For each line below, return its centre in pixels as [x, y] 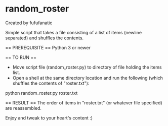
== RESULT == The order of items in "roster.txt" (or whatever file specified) [84, 103]
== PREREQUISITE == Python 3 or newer [48, 47]
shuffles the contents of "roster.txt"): [51, 83]
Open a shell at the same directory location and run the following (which [88, 78]
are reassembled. [24, 108]
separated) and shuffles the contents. [45, 38]
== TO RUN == [21, 57]
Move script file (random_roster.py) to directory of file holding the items [87, 67]
